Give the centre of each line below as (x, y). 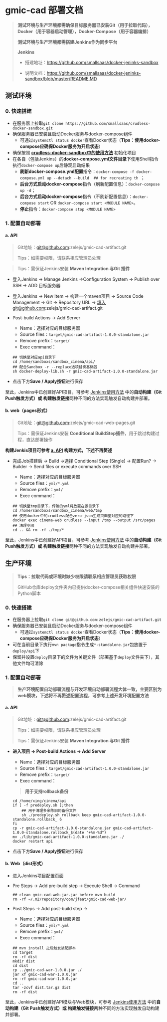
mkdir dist (24, 961)
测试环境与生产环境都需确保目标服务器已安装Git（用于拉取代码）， (85, 25)
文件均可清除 (30, 663)
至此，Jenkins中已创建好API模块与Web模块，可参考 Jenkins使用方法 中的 (81, 1002)
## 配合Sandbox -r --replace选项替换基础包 (55, 367)
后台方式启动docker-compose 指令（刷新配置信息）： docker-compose (90, 184)
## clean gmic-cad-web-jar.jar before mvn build (64, 895)
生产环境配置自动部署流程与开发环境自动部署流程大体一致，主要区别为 (89, 689)
